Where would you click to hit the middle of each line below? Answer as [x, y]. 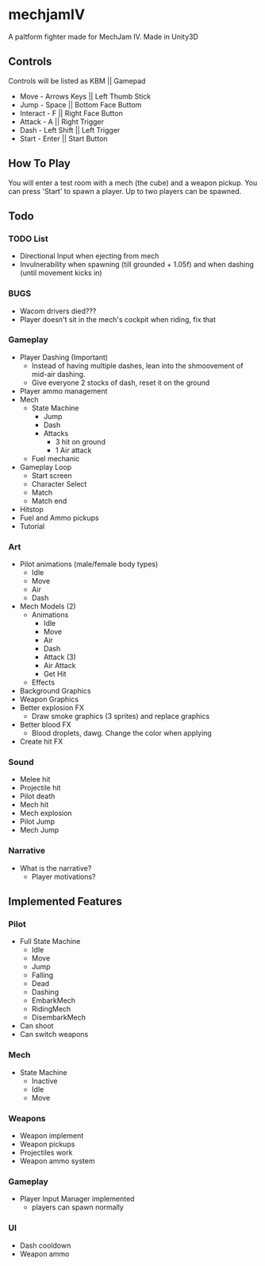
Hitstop [31, 509]
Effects [43, 682]
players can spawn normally [78, 1207]
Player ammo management [63, 390]
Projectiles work [46, 1153]
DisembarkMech [58, 1017]
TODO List [29, 239]
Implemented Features [65, 901]
